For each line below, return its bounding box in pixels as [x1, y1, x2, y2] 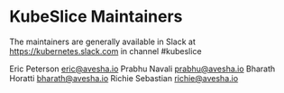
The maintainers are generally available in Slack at [9, 36, 197, 47]
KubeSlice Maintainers [9, 6, 183, 27]
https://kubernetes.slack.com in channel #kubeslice [9, 45, 202, 56]
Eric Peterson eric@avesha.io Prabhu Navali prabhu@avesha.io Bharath [9, 63, 276, 74]
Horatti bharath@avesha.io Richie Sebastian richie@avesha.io [9, 72, 239, 83]
